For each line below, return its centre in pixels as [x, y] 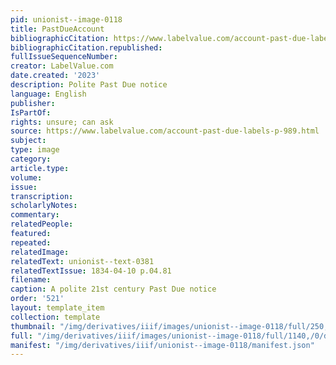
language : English [48, 94]
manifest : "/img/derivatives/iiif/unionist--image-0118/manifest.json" [162, 345]
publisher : [33, 103]
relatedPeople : [42, 224]
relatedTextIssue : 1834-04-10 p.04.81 [91, 271]
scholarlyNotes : [44, 206]
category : [31, 159]
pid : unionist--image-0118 [66, 19]
